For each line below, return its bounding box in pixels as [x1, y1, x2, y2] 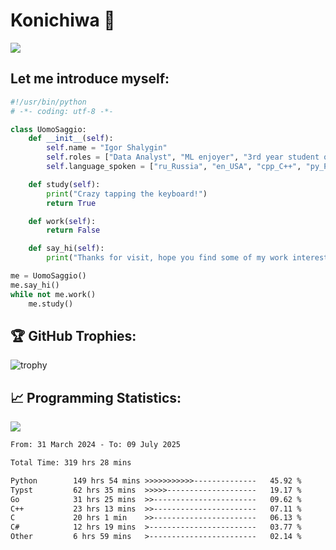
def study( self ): [28, 179, 101, 189]
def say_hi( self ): [28, 244, 105, 254]
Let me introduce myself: [10, 70, 170, 88]
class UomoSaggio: [10, 124, 87, 134]
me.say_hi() [10, 280, 60, 290]
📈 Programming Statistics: [10, 389, 182, 406]
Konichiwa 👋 [10, 9, 116, 32]
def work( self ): [28, 216, 97, 226]
